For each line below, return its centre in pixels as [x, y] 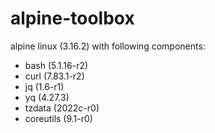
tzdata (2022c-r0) [62, 108]
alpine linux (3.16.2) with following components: [108, 46]
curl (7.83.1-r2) [54, 76]
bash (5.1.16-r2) [56, 65]
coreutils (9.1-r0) [58, 118]
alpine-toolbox [72, 18]
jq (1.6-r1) [44, 86]
